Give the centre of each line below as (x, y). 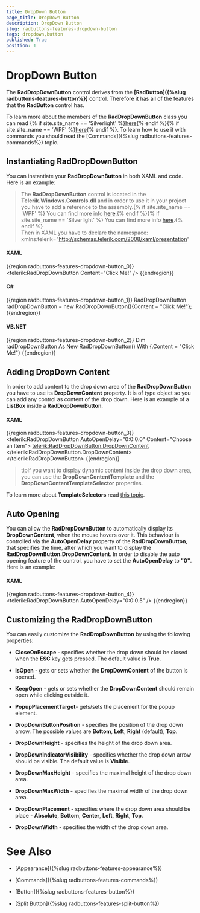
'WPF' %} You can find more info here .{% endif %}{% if (90, 213)
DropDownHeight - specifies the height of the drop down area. (93, 743)
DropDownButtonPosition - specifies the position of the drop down (99, 725)
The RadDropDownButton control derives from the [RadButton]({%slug (96, 92)
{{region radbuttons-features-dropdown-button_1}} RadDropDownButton (96, 300)
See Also (29, 852)
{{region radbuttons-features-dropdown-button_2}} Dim (76, 340)
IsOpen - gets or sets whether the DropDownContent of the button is (101, 671)
